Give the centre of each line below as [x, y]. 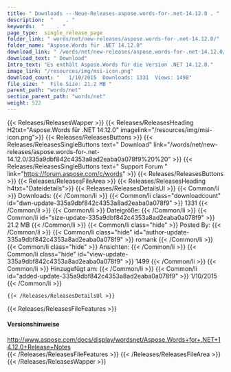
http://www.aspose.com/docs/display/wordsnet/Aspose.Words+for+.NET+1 [114, 340]
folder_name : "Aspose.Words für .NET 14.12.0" [75, 45]
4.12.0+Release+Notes [39, 347]
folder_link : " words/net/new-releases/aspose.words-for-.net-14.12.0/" [113, 39]
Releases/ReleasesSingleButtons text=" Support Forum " [87, 166]
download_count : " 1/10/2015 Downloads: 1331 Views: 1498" [100, 77]
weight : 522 [24, 103]
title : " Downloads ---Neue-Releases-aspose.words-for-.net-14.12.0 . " [113, 13]
